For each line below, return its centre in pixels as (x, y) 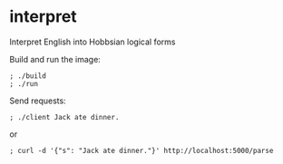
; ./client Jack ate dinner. (64, 117)
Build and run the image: (55, 59)
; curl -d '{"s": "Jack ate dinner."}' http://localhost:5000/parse (141, 150)
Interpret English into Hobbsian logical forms (93, 42)
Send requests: (38, 101)
